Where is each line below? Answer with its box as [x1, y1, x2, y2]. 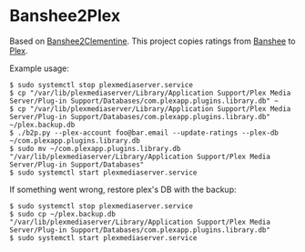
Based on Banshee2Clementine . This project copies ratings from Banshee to [9, 35, 296, 46]
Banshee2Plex [9, 5, 121, 26]
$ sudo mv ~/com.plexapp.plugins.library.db [9, 144, 181, 153]
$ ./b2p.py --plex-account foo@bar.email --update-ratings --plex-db [9, 128, 280, 137]
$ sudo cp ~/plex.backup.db [9, 209, 117, 218]
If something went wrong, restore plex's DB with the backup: [9, 184, 237, 195]
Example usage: [9, 63, 70, 74]
